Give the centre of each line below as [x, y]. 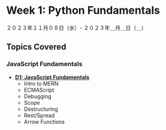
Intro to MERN [41, 83]
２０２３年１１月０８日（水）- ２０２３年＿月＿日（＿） [76, 28]
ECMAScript [39, 90]
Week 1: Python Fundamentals [83, 10]
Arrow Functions [44, 122]
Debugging [38, 96]
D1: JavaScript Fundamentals [52, 77]
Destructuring [41, 109]
